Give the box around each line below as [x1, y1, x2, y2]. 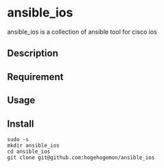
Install [7, 118, 34, 129]
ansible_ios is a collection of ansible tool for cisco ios [7, 28, 158, 36]
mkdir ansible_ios [7, 142, 60, 149]
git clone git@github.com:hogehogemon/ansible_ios [7, 154, 155, 161]
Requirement [7, 71, 64, 83]
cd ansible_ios [7, 148, 51, 155]
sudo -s [7, 136, 30, 143]
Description [7, 48, 58, 59]
